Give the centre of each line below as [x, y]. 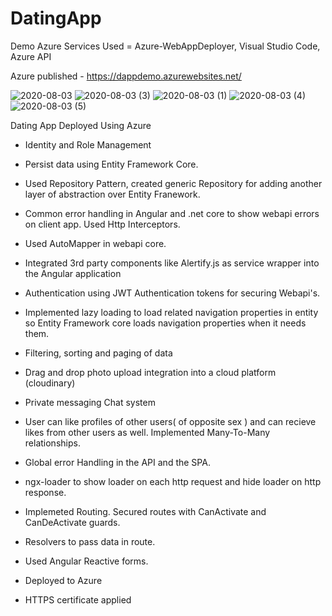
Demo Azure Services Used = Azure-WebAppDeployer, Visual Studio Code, [165, 46]
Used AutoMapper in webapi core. [95, 243]
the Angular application [73, 273]
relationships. [52, 443]
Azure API [31, 56]
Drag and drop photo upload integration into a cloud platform [150, 372]
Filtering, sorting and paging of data [98, 353]
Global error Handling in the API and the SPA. [117, 462]
